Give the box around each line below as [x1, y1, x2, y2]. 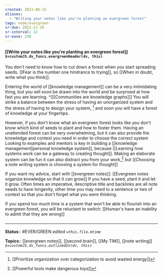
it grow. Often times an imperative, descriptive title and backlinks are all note [5, 181, 158, 187]
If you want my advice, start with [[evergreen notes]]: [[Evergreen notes [5, 171, 149, 177]
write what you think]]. [5, 75, 50, 80]
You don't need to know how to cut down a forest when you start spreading [5, 64, 156, 70]
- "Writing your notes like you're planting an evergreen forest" [9, 16, 147, 21]
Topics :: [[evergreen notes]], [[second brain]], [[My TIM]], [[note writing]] [5, 238, 152, 244]
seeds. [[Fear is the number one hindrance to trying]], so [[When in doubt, [5, 69, 153, 75]
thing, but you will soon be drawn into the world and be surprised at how [5, 89, 150, 95]
